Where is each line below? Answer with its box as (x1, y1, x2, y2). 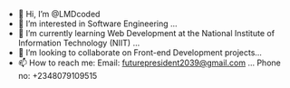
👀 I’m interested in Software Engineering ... (17, 18, 179, 29)
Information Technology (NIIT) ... (17, 37, 140, 48)
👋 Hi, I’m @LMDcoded (17, 9, 101, 19)
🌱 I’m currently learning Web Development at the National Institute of (17, 28, 275, 38)
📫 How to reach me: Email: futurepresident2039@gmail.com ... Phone (17, 57, 281, 68)
